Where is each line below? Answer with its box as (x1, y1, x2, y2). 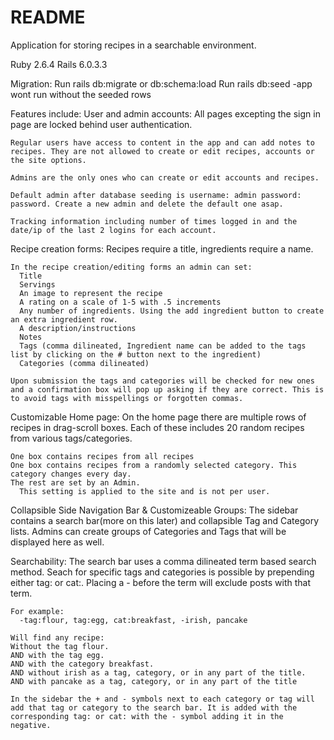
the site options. (10, 155, 87, 165)
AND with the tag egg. (10, 650, 105, 660)
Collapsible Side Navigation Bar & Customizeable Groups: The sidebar (10, 504, 299, 516)
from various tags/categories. (10, 432, 133, 444)
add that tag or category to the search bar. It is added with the (10, 702, 298, 713)
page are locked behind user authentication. (10, 118, 193, 130)
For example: (10, 606, 65, 616)
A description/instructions (19, 323, 137, 333)
